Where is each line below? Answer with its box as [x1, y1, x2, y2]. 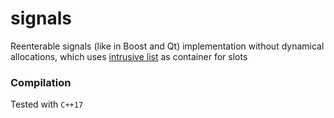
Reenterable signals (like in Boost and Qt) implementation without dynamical [10, 40, 325, 52]
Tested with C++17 [10, 98, 84, 111]
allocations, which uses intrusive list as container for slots [10, 50, 248, 62]
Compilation [10, 75, 72, 89]
